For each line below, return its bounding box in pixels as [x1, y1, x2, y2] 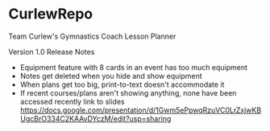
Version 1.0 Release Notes [8, 47, 95, 56]
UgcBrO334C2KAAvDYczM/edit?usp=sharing [19, 113, 172, 123]
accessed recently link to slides [19, 96, 125, 106]
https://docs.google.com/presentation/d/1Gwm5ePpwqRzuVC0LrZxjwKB [19, 105, 262, 115]
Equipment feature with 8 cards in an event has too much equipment [19, 62, 248, 72]
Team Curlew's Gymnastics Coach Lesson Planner [8, 31, 177, 41]
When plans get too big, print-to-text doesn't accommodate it [19, 80, 225, 89]
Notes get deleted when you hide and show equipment [19, 71, 203, 80]
